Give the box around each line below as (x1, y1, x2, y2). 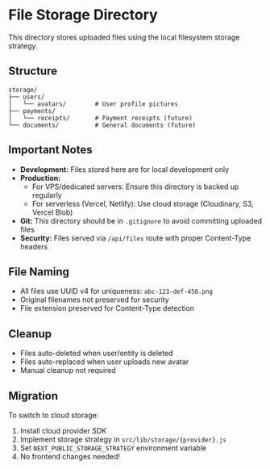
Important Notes (8, 143, 93, 157)
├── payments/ (8, 107, 56, 115)
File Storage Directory (8, 6, 159, 24)
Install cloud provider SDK (19, 426, 107, 435)
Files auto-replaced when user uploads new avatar (19, 357, 189, 366)
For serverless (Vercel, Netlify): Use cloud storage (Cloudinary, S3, (31, 199, 254, 208)
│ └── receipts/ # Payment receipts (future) (8, 114, 193, 122)
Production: (19, 173, 61, 182)
